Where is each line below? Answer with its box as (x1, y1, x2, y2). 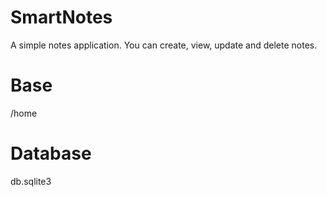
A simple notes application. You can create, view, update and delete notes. (10, 39, 318, 51)
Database (10, 142, 92, 165)
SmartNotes (10, 6, 113, 29)
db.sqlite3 (10, 175, 52, 187)
